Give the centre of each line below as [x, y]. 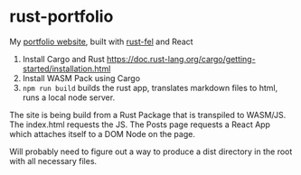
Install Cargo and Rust [64, 59]
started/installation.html [66, 69]
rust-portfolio [61, 17]
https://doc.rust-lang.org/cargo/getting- [181, 59]
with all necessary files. [53, 161]
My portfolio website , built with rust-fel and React [101, 41]
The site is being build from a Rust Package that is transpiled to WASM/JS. [148, 115]
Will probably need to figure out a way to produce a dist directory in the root [151, 152]
